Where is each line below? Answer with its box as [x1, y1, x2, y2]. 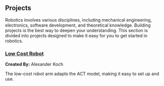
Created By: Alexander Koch [5, 61, 64, 67]
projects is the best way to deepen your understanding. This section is [5, 27, 148, 33]
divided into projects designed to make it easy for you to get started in [5, 32, 148, 38]
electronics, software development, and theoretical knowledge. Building [5, 22, 151, 28]
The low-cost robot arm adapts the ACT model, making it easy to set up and [5, 71, 159, 77]
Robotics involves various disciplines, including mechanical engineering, [5, 17, 152, 23]
